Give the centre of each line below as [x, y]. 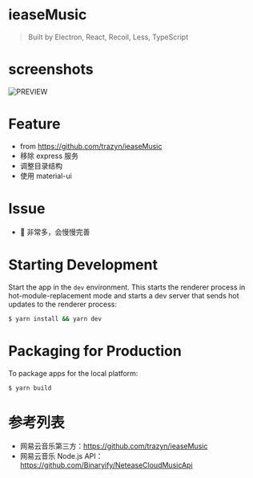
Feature [34, 124]
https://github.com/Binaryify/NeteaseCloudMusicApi [106, 465]
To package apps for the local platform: [73, 373]
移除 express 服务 [49, 156]
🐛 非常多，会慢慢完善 [55, 232]
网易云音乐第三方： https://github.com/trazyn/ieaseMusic [114, 446]
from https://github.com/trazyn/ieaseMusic [91, 146]
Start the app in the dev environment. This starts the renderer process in [127, 287]
